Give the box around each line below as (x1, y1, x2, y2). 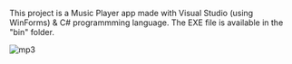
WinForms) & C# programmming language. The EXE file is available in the (9, 17, 284, 28)
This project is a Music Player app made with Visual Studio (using (9, 8, 254, 18)
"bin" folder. (9, 27, 54, 37)
